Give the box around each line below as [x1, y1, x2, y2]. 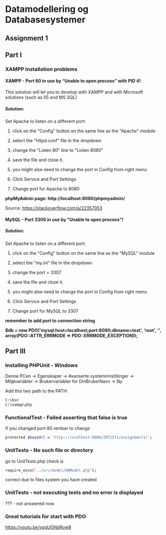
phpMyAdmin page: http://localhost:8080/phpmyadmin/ [5, 196, 125, 202]
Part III [5, 347, 26, 355]
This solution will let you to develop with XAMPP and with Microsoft [5, 89, 143, 95]
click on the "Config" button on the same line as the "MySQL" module [12, 250, 155, 256]
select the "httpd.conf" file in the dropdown [12, 138, 102, 144]
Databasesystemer [5, 14, 86, 25]
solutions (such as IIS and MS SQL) [5, 95, 77, 101]
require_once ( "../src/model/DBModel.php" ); [5, 468, 97, 473]
